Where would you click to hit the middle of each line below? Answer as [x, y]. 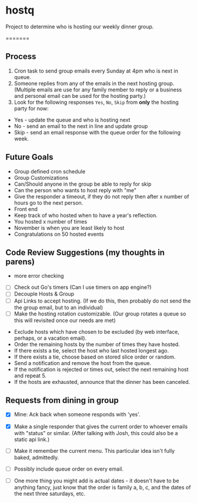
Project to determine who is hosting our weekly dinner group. [80, 27]
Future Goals [29, 157]
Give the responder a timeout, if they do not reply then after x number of [101, 196]
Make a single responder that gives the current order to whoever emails [101, 426]
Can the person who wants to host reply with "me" [75, 190]
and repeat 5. [30, 376]
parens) [20, 262]
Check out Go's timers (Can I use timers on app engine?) [83, 287]
